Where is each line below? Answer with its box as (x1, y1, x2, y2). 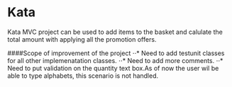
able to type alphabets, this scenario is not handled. (7, 71, 159, 80)
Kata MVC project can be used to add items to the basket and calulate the (7, 28, 223, 36)
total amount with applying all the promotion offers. (7, 35, 157, 43)
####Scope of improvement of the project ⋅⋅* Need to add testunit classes (7, 49, 225, 57)
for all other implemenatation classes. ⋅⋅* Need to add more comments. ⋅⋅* (7, 56, 223, 64)
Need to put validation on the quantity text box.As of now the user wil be (7, 64, 219, 72)
